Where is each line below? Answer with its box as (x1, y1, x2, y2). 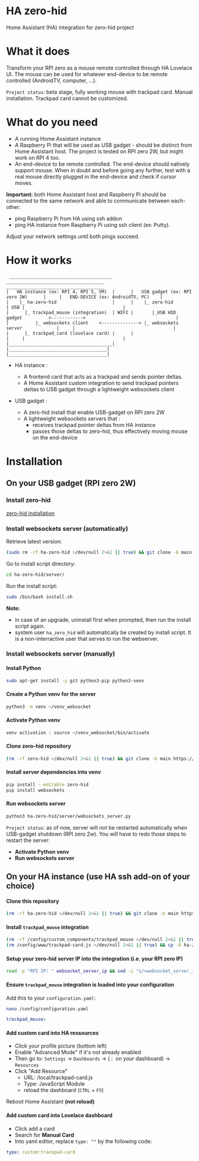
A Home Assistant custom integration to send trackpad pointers (23, 379, 179, 387)
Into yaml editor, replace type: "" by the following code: (14, 1137, 152, 1144)
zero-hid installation (6, 510, 55, 517)
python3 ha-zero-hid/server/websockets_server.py (6, 813, 131, 819)
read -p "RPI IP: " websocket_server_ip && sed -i (6, 968, 134, 975)
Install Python (6, 665, 41, 672)
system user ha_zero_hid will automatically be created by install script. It (14, 628, 191, 636)
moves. (14, 179, 33, 186)
